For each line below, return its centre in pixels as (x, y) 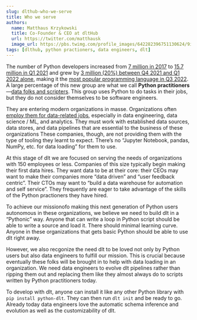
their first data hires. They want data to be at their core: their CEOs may (92, 170)
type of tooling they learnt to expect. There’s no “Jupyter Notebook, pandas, (98, 140)
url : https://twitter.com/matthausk (56, 39)
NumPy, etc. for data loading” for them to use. (62, 146)
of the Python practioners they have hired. (57, 195)
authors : (17, 22)
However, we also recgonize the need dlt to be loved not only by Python (93, 249)
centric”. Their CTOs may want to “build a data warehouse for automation (94, 183)
